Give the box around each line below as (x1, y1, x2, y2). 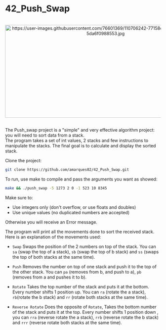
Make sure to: (5, 194, 33, 200)
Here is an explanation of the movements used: (5, 234, 101, 240)
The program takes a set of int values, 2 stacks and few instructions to (5, 137, 149, 143)
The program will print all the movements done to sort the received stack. (5, 229, 155, 235)
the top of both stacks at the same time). (12, 254, 95, 260)
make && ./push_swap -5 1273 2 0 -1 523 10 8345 (5, 186, 107, 190)
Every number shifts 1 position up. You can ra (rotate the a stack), (12, 289, 146, 295)
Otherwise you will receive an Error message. (5, 219, 98, 225)
